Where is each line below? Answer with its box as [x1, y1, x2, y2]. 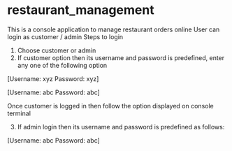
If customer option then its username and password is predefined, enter [17, 53, 225, 62]
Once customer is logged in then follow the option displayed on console [7, 101, 215, 110]
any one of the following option [17, 61, 108, 69]
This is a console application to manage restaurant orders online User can [7, 25, 220, 34]
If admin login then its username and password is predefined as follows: [17, 122, 225, 131]
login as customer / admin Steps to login [7, 32, 124, 41]
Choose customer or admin [17, 46, 96, 55]
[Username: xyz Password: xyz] [7, 74, 99, 82]
